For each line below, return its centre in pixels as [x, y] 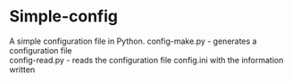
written [22, 70]
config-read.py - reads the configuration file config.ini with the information [146, 60]
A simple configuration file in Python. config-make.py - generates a [133, 41]
